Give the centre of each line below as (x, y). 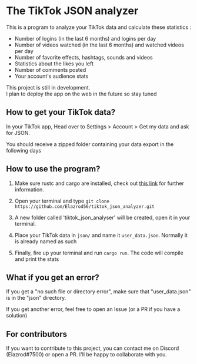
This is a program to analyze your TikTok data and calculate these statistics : (99, 27)
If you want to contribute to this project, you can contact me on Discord (93, 348)
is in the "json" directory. (36, 298)
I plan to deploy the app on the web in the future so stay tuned (81, 94)
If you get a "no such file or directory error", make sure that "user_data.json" (98, 292)
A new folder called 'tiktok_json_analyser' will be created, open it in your (102, 217)
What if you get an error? (53, 277)
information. (29, 189)
